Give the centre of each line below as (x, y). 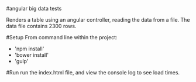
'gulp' (21, 61)
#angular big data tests (34, 8)
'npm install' (29, 49)
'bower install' (31, 55)
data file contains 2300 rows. (41, 26)
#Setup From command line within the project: (62, 37)
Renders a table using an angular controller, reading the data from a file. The (98, 20)
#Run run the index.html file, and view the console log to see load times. (93, 72)
